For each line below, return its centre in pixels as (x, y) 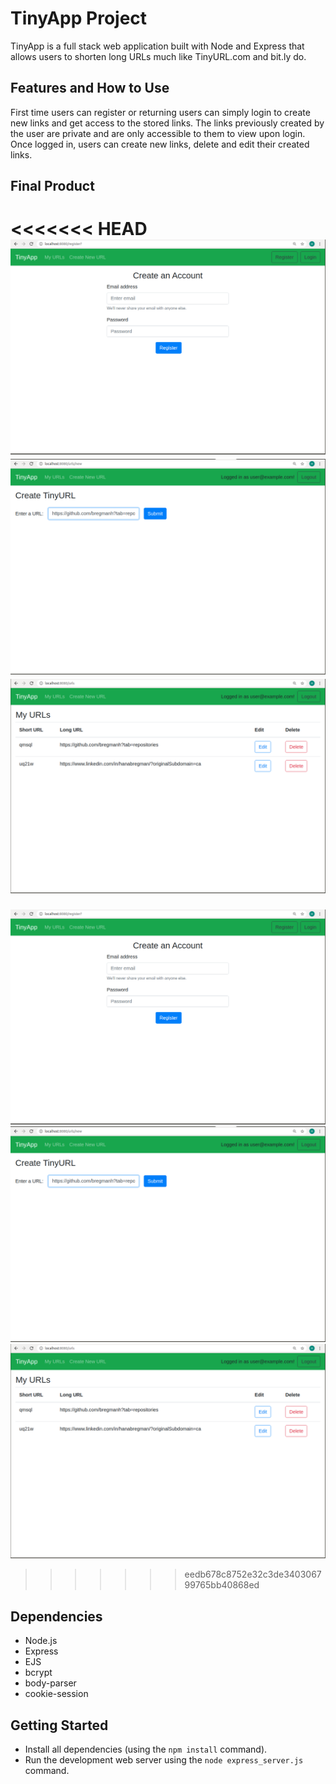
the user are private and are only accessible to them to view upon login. (158, 133)
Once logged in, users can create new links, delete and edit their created (160, 144)
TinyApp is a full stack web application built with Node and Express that (157, 46)
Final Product (52, 186)
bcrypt (38, 1673)
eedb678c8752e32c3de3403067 (253, 1574)
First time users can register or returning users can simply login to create (160, 112)
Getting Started (59, 1725)
